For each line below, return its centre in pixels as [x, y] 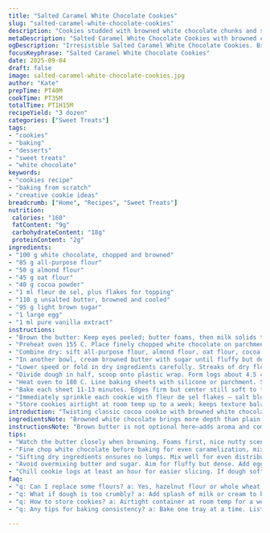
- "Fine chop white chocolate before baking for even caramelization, [129, 449]
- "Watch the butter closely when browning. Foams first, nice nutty [127, 442]
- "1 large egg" [35, 314]
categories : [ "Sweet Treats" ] [59, 121]
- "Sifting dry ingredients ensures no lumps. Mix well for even [120, 457]
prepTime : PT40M [35, 90]
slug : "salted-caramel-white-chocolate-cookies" [91, 23]
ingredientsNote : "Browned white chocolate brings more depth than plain [135, 420]
